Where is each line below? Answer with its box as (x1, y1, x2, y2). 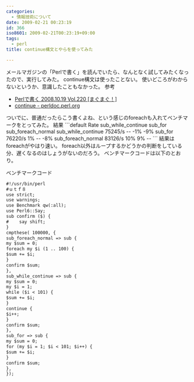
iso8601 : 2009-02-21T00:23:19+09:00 (6, 30, 95, 36)
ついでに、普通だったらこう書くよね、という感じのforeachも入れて (6, 114, 168, 121)
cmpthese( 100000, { (6, 230, 57, 235)
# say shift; (6, 218, 46, 225)
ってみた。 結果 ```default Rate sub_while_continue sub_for (26, 121, 167, 129)
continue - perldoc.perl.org (14, 102, 80, 109)
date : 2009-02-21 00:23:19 (6, 19, 72, 25)
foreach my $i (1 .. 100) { (6, 246, 75, 252)
